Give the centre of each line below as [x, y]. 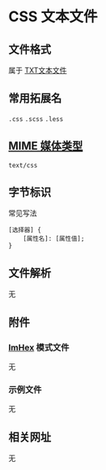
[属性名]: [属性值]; [54, 239]
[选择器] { [25, 230]
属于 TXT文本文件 [38, 70]
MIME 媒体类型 [46, 146]
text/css [23, 165]
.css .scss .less [36, 119]
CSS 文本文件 [53, 17]
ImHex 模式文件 [39, 347]
